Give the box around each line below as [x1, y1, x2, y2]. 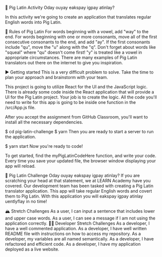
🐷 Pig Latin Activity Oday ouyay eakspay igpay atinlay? [5, 5, 115, 10]
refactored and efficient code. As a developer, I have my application [5, 241, 141, 247]
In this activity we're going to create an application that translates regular [5, 14, 152, 20]
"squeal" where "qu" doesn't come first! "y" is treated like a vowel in [5, 49, 143, 55]
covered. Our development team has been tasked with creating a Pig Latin [5, 183, 154, 189]
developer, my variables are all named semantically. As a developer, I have [5, 236, 154, 241]
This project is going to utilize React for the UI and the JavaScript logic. [5, 84, 147, 90]
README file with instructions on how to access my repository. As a [5, 231, 141, 237]
